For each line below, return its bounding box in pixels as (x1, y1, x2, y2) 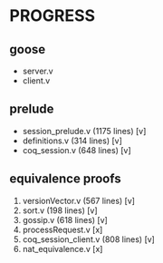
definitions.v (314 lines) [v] (22, 135, 122, 146)
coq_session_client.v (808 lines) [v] (22, 233, 156, 245)
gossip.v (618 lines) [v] (22, 214, 109, 225)
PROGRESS (9, 5, 96, 26)
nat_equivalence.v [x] (22, 243, 103, 254)
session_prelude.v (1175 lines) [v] (22, 125, 147, 136)
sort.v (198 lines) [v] (22, 205, 98, 216)
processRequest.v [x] (22, 224, 103, 235)
